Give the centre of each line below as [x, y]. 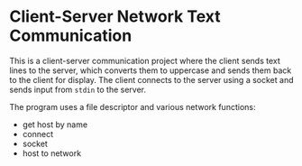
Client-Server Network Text [115, 17]
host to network [52, 153]
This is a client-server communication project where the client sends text [145, 60]
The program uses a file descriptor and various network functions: [133, 106]
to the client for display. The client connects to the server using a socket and [151, 79]
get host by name [55, 124]
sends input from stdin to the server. [78, 89]
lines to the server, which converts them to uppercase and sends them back [151, 70]
